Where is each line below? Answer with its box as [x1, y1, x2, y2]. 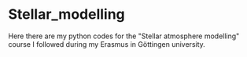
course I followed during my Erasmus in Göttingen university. [8, 39, 206, 48]
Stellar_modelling [8, 5, 126, 23]
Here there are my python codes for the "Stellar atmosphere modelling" [8, 31, 240, 41]
